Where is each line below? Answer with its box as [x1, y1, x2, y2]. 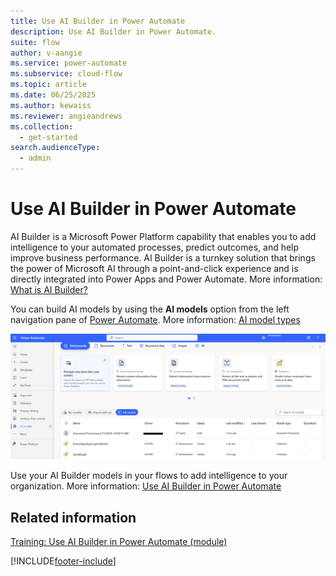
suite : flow [10, 37, 60, 47]
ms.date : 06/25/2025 [10, 90, 97, 100]
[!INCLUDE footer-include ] [10, 555, 117, 567]
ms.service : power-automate [10, 58, 128, 69]
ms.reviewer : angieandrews [10, 111, 123, 121]
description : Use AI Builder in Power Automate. [10, 26, 217, 37]
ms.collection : [10, 121, 74, 132]
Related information [10, 509, 137, 526]
